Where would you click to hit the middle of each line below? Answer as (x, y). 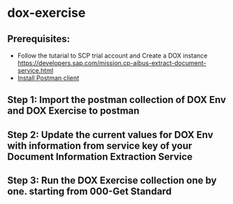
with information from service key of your (100, 145)
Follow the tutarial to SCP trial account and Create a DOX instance (112, 55)
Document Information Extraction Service (100, 157)
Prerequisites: (38, 39)
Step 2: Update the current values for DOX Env (110, 135)
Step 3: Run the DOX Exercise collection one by (112, 181)
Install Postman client (48, 78)
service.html (35, 70)
